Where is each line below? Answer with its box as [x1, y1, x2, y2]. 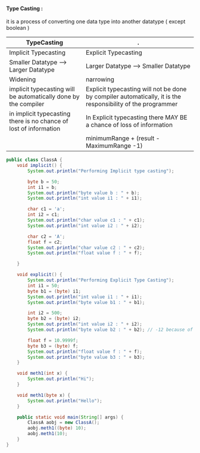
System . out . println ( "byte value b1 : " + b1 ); [27, 299, 145, 305]
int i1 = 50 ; [27, 283, 60, 288]
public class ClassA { [6, 157, 62, 163]
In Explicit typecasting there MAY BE [85, 113, 187, 122]
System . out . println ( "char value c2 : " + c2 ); [27, 244, 145, 250]
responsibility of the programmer [85, 100, 178, 108]
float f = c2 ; [27, 239, 62, 245]
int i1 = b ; [27, 184, 58, 190]
